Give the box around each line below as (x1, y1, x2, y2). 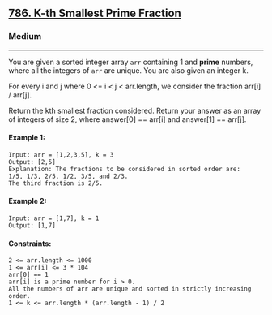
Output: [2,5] (8, 157, 57, 166)
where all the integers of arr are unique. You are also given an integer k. (8, 65, 249, 76)
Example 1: (8, 133, 46, 143)
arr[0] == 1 (8, 271, 49, 279)
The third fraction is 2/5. (8, 179, 104, 188)
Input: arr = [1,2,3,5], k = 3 (8, 150, 114, 159)
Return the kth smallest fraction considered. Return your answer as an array (8, 106, 261, 115)
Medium (8, 31, 42, 42)
